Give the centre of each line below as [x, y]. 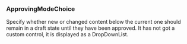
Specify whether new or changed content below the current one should [93, 22]
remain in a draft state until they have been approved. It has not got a [91, 28]
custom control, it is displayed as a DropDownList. [67, 34]
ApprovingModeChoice [41, 9]
